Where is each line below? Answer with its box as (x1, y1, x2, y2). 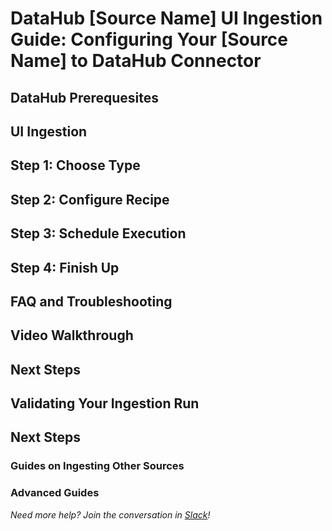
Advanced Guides (10, 486, 100, 500)
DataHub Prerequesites (10, 89, 160, 106)
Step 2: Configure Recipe (10, 191, 170, 208)
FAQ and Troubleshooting (10, 293, 173, 310)
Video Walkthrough (10, 327, 134, 344)
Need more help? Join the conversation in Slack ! (10, 508, 211, 521)
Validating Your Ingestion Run (10, 395, 200, 412)
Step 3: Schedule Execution (10, 225, 187, 242)
